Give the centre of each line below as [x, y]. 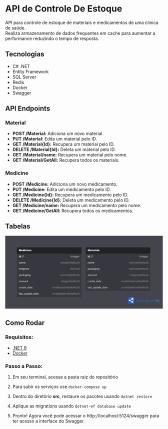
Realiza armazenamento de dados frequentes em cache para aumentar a [80, 33]
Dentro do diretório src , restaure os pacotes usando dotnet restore [82, 396]
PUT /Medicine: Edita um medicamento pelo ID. [61, 189]
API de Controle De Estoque [64, 9]
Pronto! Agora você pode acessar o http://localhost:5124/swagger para [86, 416]
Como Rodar [25, 323]
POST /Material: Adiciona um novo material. [58, 133]
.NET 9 [19, 347]
